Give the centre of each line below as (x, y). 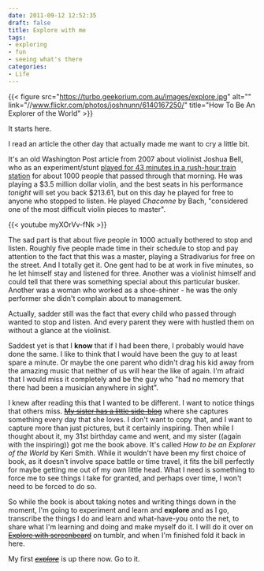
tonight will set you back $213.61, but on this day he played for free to (121, 192)
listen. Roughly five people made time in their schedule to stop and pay (123, 248)
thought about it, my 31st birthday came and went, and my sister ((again (125, 436)
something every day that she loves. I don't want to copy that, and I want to (130, 419)
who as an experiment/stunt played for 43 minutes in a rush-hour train (122, 167)
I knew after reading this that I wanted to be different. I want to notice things (131, 402)
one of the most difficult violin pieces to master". (87, 209)
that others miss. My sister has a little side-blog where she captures (118, 411)
